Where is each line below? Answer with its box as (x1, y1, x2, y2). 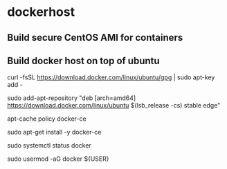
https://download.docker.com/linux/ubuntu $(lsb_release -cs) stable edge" (7, 101, 221, 110)
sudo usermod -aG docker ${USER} (7, 155, 109, 163)
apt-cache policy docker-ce (7, 115, 87, 123)
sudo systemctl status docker (7, 141, 91, 150)
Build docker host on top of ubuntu (7, 54, 161, 66)
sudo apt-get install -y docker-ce (7, 128, 102, 137)
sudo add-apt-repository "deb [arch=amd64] (7, 94, 136, 102)
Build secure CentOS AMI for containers (7, 32, 183, 43)
